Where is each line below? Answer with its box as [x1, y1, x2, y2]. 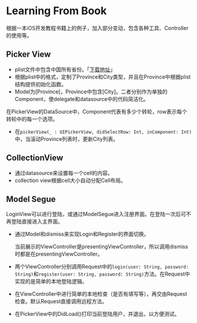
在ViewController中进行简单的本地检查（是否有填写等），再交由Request [14, 290, 188, 298]
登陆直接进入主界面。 [11, 218, 63, 225]
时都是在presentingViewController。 [14, 250, 103, 258]
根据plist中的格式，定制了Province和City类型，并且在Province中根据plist [14, 73, 191, 80]
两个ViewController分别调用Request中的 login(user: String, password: [14, 263, 189, 270]
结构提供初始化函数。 [14, 80, 67, 88]
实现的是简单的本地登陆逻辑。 [14, 278, 87, 285]
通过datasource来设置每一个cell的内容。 [14, 169, 113, 176]
